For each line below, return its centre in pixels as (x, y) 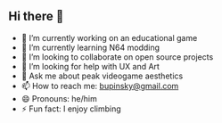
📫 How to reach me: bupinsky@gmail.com (100, 86)
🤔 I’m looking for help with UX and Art (90, 66)
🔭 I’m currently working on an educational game (109, 37)
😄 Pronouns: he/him (59, 98)
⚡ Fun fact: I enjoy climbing (71, 109)
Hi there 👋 (36, 16)
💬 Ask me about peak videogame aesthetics (102, 76)
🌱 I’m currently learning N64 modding (90, 47)
